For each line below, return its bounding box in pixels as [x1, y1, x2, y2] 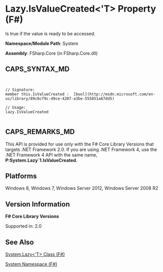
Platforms [5, 172, 37, 180]
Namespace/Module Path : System [5, 40, 79, 46]
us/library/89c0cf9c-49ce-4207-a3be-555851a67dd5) [5, 96, 115, 101]
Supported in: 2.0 [5, 223, 42, 229]
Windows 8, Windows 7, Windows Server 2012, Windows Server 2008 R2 [5, 185, 158, 191]
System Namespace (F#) [5, 261, 57, 267]
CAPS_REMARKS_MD [5, 128, 75, 136]
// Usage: [5, 105, 26, 110]
